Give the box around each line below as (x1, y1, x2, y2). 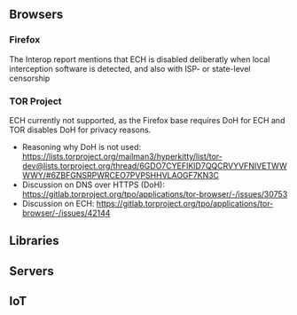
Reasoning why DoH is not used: (21, 141, 142, 152)
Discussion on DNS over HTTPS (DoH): (21, 179, 166, 190)
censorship (9, 73, 51, 83)
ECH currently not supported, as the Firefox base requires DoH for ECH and (9, 114, 285, 125)
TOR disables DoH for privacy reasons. (9, 124, 152, 135)
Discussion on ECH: (21, 198, 95, 209)
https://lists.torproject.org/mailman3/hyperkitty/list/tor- (21, 151, 223, 161)
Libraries (9, 233, 59, 248)
